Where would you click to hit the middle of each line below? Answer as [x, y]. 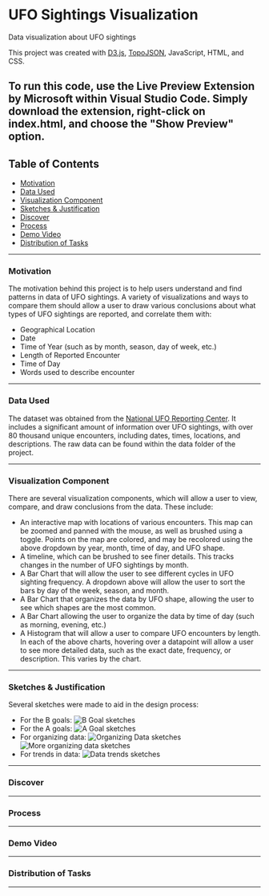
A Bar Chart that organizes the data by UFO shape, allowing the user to [137, 599]
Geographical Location [58, 330]
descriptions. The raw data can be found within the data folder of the [122, 444]
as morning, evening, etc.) [63, 625]
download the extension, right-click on [107, 111]
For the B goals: [46, 720]
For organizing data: [53, 737]
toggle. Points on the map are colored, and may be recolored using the [137, 540]
